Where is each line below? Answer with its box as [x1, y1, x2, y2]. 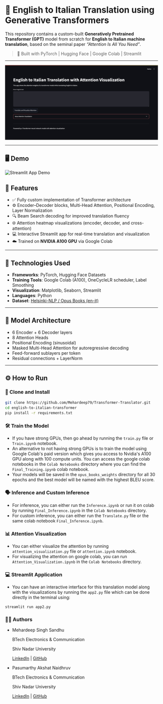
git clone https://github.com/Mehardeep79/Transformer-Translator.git [5, 400, 151, 405]
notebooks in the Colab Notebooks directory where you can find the [12, 461, 147, 467]
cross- [130, 220, 144, 226]
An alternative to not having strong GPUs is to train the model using [12, 446, 147, 452]
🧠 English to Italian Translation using [5, 4, 155, 16]
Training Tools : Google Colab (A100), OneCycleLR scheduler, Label [12, 277, 147, 282]
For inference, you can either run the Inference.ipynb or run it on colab [12, 502, 154, 508]
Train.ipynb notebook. [12, 441, 58, 446]
